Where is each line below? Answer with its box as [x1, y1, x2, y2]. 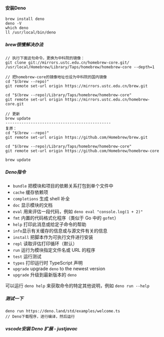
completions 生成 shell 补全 [12, 196, 70, 202]
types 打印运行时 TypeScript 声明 [12, 260, 83, 266]
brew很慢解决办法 [5, 41, 44, 47]
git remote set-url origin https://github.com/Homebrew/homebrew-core [5, 148, 159, 154]
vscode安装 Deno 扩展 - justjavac [5, 325, 78, 331]
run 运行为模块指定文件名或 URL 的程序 [12, 247, 96, 253]
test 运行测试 [12, 253, 42, 259]
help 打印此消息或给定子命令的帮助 [12, 221, 87, 228]
